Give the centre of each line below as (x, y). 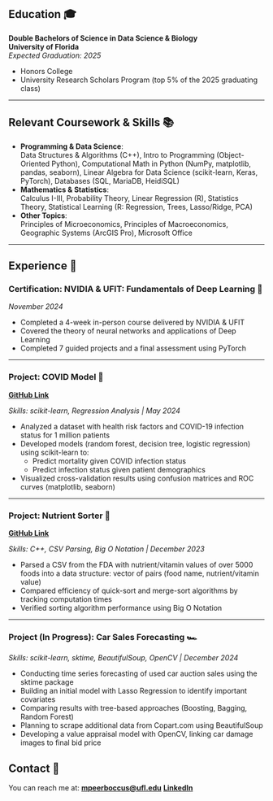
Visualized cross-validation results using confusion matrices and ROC (137, 478)
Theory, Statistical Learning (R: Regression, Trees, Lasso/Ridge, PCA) (136, 207)
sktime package (47, 682)
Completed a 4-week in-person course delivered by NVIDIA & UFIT (132, 322)
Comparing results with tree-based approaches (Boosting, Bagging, (134, 708)
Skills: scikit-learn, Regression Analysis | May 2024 (95, 411)
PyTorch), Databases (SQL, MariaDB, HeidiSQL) (100, 181)
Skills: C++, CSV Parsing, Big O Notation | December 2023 (106, 549)
